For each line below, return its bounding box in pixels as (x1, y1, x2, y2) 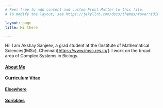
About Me (5, 64, 26, 70)
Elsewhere (5, 86, 27, 92)
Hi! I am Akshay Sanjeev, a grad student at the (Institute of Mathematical (5, 42, 149, 49)
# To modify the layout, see (5, 12, 64, 17)
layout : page (5, 20, 32, 25)
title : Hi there (5, 25, 38, 30)
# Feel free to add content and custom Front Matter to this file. (5, 7, 145, 12)
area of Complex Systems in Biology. (5, 53, 79, 59)
